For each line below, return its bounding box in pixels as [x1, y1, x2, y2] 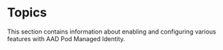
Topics [7, 5, 47, 21]
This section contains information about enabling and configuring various [7, 27, 217, 36]
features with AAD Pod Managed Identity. [7, 34, 126, 42]
